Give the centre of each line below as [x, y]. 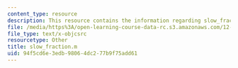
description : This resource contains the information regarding [104, 21]
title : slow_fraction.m [42, 47]
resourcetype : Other [38, 40]
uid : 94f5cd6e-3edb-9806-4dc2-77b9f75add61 [73, 54]
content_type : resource [42, 14]
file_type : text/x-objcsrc [47, 34]
